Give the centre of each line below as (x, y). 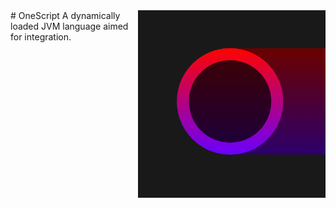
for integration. (41, 37)
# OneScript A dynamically (65, 15)
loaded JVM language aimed (69, 26)
